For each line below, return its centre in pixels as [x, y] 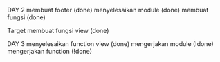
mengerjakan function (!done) [49, 51]
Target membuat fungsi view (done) [58, 31]
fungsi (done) [27, 17]
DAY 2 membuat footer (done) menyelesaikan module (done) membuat [108, 10]
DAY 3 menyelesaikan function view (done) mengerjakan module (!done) [111, 44]
